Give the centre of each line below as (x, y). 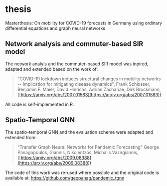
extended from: (21, 137)
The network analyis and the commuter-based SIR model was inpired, (77, 64)
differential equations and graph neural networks (55, 28)
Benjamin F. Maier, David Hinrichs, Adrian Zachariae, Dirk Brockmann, (89, 89)
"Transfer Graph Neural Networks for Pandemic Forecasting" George (88, 147)
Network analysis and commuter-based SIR (74, 44)
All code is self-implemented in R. (40, 104)
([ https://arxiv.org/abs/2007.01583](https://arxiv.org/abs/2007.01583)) (89, 94)
